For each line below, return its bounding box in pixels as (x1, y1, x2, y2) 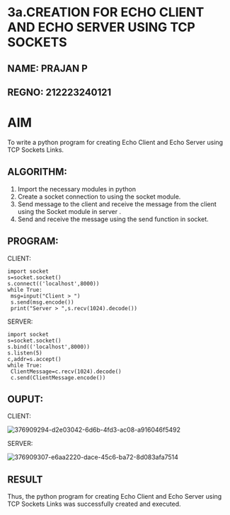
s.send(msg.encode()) (10, 298, 74, 306)
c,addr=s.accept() (7, 355, 62, 362)
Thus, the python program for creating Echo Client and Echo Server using (7, 492, 222, 501)
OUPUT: (7, 393, 44, 405)
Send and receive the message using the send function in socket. (17, 215, 209, 223)
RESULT (7, 473, 43, 485)
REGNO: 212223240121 (7, 86, 112, 98)
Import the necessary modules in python (17, 184, 137, 193)
